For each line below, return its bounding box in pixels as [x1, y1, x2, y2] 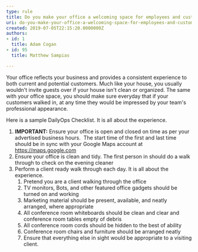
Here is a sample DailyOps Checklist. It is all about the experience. [6, 116, 167, 124]
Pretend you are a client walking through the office [23, 178, 147, 185]
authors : [6, 31, 28, 37]
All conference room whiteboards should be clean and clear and [23, 209, 180, 216]
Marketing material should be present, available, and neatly [23, 197, 167, 204]
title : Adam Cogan [11, 42, 57, 48]
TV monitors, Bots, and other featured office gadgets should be [23, 184, 178, 191]
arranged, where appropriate [23, 203, 94, 210]
